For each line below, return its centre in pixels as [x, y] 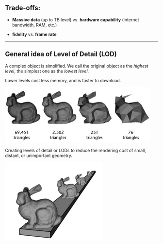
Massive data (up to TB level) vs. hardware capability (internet [75, 19]
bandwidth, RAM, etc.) [34, 25]
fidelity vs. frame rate [34, 34]
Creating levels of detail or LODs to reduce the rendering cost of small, [76, 150]
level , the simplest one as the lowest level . [47, 71]
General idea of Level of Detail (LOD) [61, 54]
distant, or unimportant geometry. [39, 156]
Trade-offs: [23, 8]
